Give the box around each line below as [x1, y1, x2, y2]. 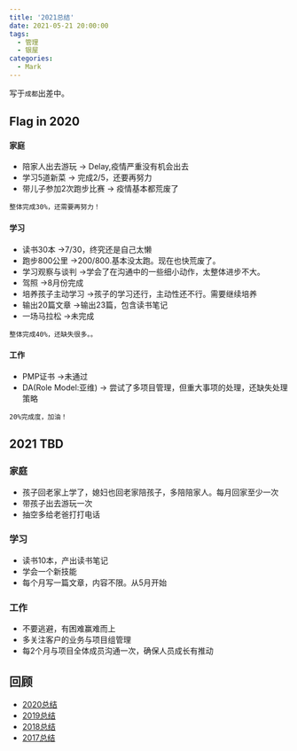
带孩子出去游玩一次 [21, 497, 93, 508]
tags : [9, 29, 29, 38]
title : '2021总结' [9, 12, 74, 22]
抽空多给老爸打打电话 [21, 509, 100, 520]
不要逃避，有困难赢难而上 [21, 623, 116, 634]
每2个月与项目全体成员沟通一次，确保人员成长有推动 [21, 645, 215, 656]
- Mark [17, 63, 42, 72]
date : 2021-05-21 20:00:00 [9, 21, 109, 30]
